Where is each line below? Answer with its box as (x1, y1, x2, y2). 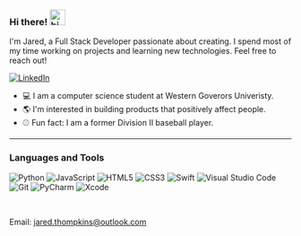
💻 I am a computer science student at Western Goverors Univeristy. (21, 91, 274, 101)
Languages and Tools (9, 152, 105, 164)
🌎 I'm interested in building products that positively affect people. (21, 104, 266, 115)
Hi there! (9, 15, 48, 28)
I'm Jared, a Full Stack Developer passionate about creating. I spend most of (9, 36, 292, 47)
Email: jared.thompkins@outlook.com (9, 216, 147, 227)
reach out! (9, 55, 47, 66)
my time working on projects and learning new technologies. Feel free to (9, 46, 277, 57)
